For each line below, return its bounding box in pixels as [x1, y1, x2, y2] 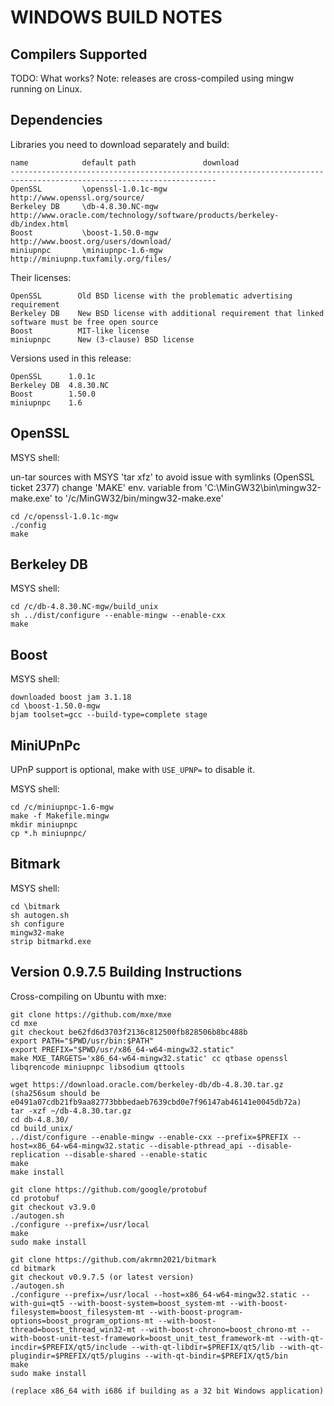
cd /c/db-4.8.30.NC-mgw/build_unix [10, 602, 159, 612]
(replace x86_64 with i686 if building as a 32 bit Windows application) [10, 1386, 325, 1396]
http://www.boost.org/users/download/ [10, 236, 172, 246]
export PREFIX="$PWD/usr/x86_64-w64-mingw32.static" [10, 1044, 235, 1055]
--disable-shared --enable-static [63, 1149, 208, 1160]
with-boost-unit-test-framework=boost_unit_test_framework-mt [10, 1333, 275, 1343]
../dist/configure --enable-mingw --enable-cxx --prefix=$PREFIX [10, 1132, 288, 1142]
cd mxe [10, 1018, 38, 1028]
